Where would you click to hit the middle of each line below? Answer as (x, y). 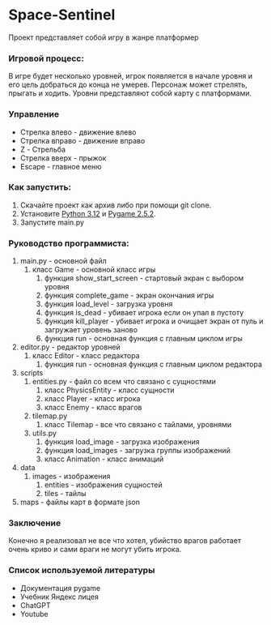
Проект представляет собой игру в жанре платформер (104, 37)
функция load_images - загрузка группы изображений (137, 451)
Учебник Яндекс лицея (59, 597)
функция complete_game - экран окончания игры (129, 295)
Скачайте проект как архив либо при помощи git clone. (116, 205)
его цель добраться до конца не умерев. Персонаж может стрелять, (128, 85)
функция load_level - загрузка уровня (108, 304)
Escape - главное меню (61, 166)
